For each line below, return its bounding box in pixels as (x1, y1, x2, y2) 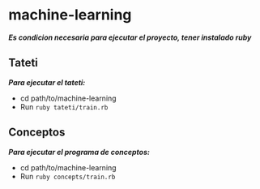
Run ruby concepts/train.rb (19, 171, 116, 181)
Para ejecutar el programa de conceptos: (8, 147, 150, 157)
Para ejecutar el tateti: (8, 77, 86, 87)
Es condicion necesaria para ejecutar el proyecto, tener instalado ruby (8, 32, 252, 42)
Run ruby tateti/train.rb (19, 101, 109, 111)
